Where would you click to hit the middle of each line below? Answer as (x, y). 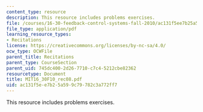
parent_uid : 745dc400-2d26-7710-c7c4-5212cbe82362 (71, 68)
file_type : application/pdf (42, 29)
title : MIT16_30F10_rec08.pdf (44, 79)
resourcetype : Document (36, 74)
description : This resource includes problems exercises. (81, 18)
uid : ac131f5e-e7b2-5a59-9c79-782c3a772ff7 (62, 85)
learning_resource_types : (39, 35)
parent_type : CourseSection (42, 62)
